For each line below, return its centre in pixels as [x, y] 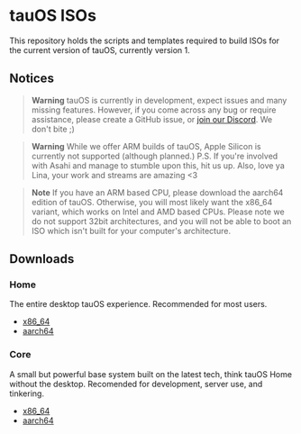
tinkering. [27, 393]
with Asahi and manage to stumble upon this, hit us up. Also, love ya [158, 165]
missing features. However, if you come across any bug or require [154, 110]
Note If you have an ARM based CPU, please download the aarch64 [157, 192]
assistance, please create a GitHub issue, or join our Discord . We [152, 119]
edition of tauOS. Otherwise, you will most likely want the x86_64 [152, 202]
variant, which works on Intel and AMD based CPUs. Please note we [158, 212]
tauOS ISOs [53, 16]
